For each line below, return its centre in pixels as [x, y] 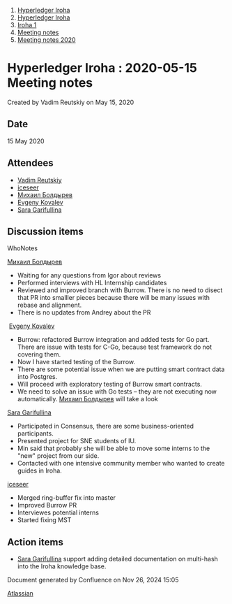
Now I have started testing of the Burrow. [76, 362]
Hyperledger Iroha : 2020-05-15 [102, 68]
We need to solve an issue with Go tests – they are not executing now [117, 391]
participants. [35, 433]
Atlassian [20, 594]
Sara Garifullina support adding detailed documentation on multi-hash [117, 559]
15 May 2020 [26, 141]
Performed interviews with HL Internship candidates [92, 283]
